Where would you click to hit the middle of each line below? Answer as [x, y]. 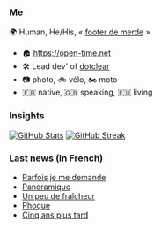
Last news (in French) [56, 158]
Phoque [36, 205]
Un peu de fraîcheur [58, 195]
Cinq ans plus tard [55, 215]
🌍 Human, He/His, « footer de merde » [80, 32]
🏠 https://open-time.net [66, 53]
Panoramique [46, 187]
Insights [27, 116]
